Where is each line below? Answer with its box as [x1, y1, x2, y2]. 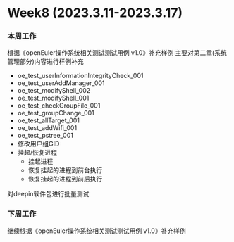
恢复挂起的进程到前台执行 [27, 166, 103, 174]
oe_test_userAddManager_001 [17, 79, 105, 87]
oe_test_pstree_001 [17, 132, 74, 140]
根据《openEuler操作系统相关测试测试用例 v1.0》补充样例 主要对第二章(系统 [7, 49, 227, 57]
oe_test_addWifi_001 [17, 124, 78, 132]
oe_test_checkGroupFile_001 [17, 101, 101, 110]
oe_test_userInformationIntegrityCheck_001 [17, 72, 144, 80]
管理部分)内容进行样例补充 [7, 58, 85, 66]
